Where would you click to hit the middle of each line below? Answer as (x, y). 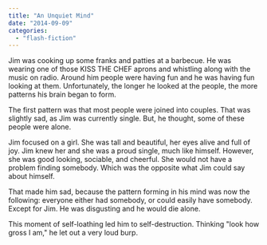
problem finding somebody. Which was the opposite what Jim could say (127, 168)
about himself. (31, 176)
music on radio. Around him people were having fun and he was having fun (132, 77)
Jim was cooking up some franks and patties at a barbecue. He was (120, 61)
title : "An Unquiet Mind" (51, 16)
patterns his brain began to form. (63, 95)
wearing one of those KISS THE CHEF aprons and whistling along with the (130, 69)
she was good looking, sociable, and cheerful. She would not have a (120, 160)
